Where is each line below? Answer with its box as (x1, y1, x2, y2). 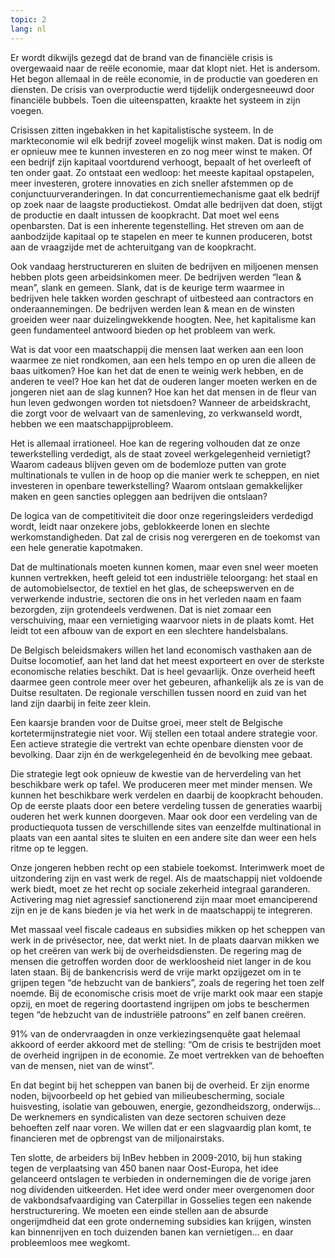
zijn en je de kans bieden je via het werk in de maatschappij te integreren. (10, 904, 313, 916)
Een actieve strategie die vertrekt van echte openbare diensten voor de (10, 737, 304, 750)
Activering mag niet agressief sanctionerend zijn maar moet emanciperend (10, 893, 318, 905)
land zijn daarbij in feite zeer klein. (10, 697, 152, 709)
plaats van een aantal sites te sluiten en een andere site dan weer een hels (10, 831, 317, 843)
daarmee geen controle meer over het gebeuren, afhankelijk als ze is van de (10, 676, 324, 688)
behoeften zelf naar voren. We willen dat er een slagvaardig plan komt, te (10, 1121, 312, 1133)
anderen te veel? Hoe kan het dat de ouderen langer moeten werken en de (10, 375, 318, 387)
